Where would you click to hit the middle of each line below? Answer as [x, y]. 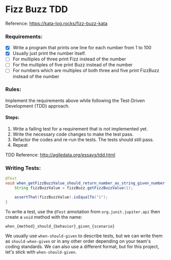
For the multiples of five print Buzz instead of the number [73, 65]
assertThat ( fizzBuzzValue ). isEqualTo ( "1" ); [61, 197]
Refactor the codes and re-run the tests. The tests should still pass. [83, 140]
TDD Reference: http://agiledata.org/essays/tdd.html [60, 155]
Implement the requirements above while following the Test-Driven [75, 101]
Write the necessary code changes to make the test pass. [73, 134]
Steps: [12, 117]
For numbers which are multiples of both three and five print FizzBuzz [86, 71]
